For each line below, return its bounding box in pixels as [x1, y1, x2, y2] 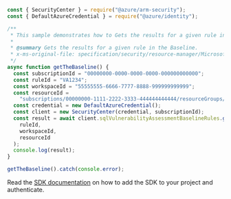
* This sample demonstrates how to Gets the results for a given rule [10, 32, 217, 39]
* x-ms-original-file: [10, 51, 76, 58]
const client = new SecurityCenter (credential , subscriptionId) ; [13, 109, 205, 116]
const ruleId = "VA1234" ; [13, 76, 88, 83]
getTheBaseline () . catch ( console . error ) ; [7, 166, 125, 173]
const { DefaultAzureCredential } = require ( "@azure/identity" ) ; [7, 12, 198, 20]
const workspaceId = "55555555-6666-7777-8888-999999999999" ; [13, 83, 195, 90]
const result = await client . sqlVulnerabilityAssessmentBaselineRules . [13, 115, 223, 122]
